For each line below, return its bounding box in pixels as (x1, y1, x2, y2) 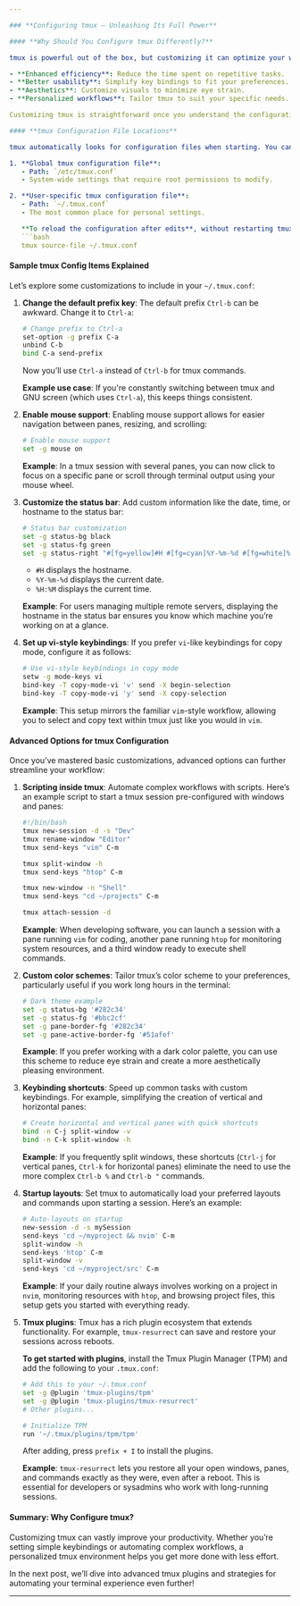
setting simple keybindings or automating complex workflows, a (9, 1541, 244, 1551)
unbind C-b (21, 341, 63, 349)
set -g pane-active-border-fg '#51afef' (21, 1030, 175, 1039)
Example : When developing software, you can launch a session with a (21, 924, 281, 935)
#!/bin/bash (21, 819, 67, 828)
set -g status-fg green (21, 540, 112, 550)
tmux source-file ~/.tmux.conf (21, 240, 138, 250)
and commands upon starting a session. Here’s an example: (21, 1198, 243, 1208)
